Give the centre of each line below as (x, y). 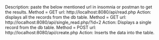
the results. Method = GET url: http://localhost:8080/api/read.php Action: (78, 12)
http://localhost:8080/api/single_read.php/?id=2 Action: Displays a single (78, 22)
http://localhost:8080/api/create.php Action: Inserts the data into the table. (80, 33)
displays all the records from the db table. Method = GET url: (66, 17)
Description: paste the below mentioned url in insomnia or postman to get (79, 7)
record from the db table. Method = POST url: (51, 27)
